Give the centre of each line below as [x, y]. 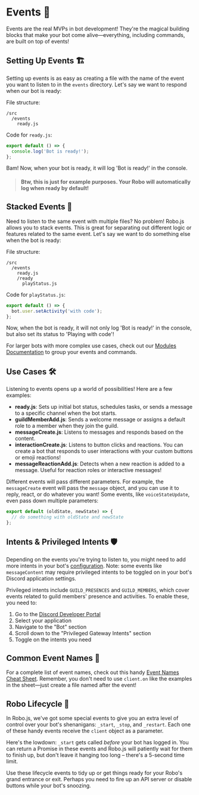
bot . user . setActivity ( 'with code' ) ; [57, 311]
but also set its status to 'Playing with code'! [60, 334]
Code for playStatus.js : [36, 294]
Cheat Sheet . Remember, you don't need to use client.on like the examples [99, 679]
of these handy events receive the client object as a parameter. [85, 731]
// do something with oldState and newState [68, 517]
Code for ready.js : [29, 135]
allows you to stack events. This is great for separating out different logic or [99, 227]
